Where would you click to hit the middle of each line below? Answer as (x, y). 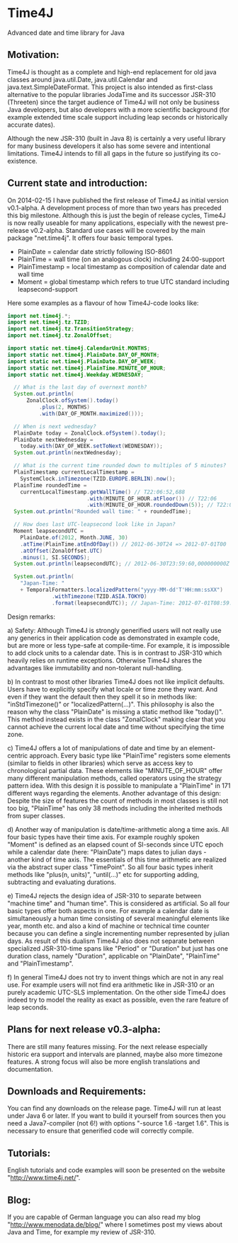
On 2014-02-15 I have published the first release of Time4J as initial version (118, 200)
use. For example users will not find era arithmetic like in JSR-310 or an (111, 985)
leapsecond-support (47, 289)
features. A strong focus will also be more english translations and (104, 1061)
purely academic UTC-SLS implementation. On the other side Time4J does (117, 992)
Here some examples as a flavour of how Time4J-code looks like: (103, 303)
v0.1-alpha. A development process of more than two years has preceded (114, 207)
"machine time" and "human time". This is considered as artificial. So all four (119, 903)
